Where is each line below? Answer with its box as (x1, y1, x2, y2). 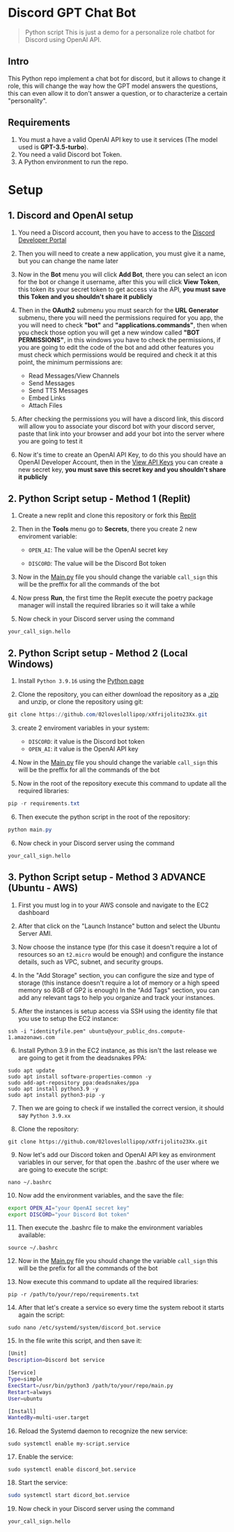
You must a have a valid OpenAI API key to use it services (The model (17, 135, 218, 144)
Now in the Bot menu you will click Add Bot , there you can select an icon (17, 270, 227, 279)
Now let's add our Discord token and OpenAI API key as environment (17, 1150, 216, 1158)
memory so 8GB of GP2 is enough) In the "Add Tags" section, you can (17, 986, 220, 994)
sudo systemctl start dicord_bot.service (8, 1492, 130, 1499)
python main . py (8, 826, 52, 833)
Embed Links (28, 393, 66, 402)
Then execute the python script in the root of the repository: (17, 812, 191, 821)
